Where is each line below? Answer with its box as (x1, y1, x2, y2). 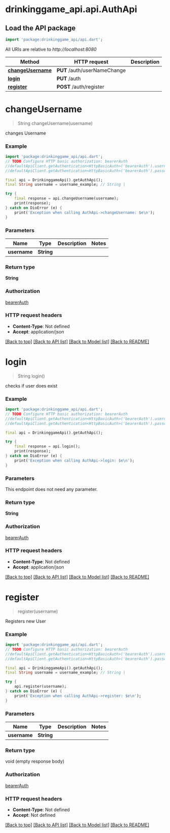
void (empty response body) (5, 758, 65, 765)
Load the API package (5, 24, 76, 32)
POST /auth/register (56, 83, 105, 90)
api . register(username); (14, 684, 67, 689)
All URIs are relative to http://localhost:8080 (5, 46, 97, 52)
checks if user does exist (5, 383, 58, 389)
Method (20, 58, 39, 65)
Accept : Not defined (12, 812, 56, 818)
